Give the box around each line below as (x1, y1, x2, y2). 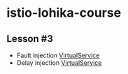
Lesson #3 (6, 33, 54, 45)
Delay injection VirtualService (16, 59, 102, 67)
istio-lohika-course (6, 5, 122, 21)
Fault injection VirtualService (16, 51, 100, 59)
